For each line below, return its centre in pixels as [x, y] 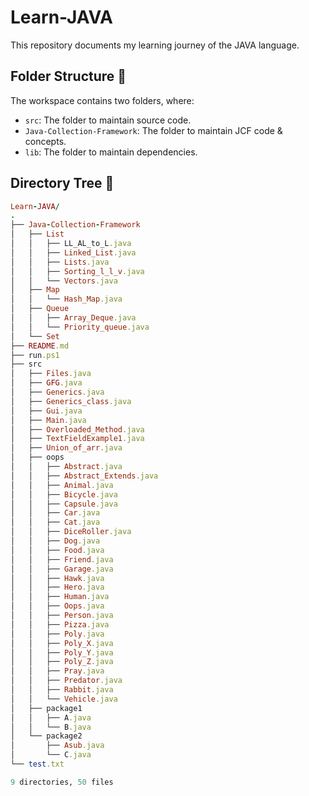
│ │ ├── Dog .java [55, 541]
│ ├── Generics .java [57, 392]
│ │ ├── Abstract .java [66, 467]
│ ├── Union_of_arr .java [66, 448]
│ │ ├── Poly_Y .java [62, 652]
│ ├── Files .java [51, 374]
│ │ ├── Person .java [62, 616]
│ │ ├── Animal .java [62, 485]
